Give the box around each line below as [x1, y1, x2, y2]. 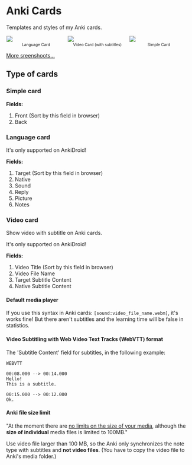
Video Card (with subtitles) [73, 42, 122, 47]
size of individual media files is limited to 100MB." [6, 428, 128, 435]
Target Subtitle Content [14, 276, 72, 284]
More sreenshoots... [6, 52, 55, 59]
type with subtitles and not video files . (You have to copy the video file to [6, 446, 185, 453]
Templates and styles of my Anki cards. [6, 24, 102, 31]
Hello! [6, 375, 22, 382]
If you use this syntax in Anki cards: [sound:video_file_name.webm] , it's [6, 310, 178, 317]
